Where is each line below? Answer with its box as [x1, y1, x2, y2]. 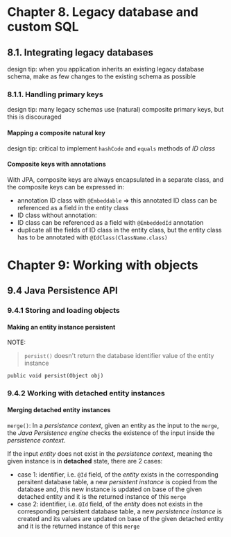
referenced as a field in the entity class [17, 203, 129, 212]
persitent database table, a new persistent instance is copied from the [17, 477, 218, 486]
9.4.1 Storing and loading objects [7, 306, 120, 316]
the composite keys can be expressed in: [7, 182, 125, 191]
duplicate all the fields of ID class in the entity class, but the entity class [17, 225, 222, 234]
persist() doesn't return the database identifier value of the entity [24, 352, 214, 360]
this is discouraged [7, 112, 62, 121]
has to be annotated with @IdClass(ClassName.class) [17, 233, 168, 241]
